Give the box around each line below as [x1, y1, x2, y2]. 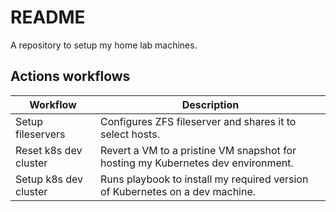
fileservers [15, 127, 66, 141]
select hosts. [99, 127, 160, 141]
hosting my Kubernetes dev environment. [99, 156, 294, 170]
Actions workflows [10, 68, 131, 85]
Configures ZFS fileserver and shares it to [99, 114, 297, 128]
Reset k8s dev [15, 143, 83, 157]
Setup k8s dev [15, 172, 84, 186]
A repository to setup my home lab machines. [10, 39, 198, 51]
